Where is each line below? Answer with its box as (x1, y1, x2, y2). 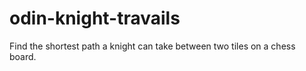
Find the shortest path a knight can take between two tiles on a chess (9, 40, 296, 52)
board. (9, 50, 37, 62)
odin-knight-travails (9, 7, 181, 30)
